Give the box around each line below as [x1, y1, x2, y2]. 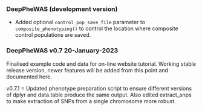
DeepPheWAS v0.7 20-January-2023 [6, 46, 119, 55]
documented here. [6, 73, 53, 80]
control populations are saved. [15, 31, 91, 39]
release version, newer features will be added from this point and [6, 66, 168, 74]
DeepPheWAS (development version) [6, 5, 118, 13]
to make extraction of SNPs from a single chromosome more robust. [6, 97, 177, 104]
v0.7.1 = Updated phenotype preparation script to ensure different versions [6, 84, 192, 92]
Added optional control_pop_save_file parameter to [15, 19, 146, 26]
